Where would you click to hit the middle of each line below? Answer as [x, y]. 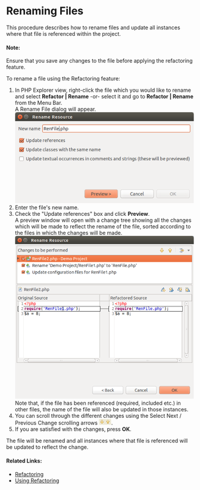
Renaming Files [45, 11]
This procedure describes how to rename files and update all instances [93, 27]
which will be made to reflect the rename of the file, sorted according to [103, 226]
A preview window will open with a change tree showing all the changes [103, 220]
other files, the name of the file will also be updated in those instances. [101, 410]
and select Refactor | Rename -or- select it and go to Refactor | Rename [104, 97]
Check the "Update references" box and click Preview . [82, 213]
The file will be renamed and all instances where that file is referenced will [97, 441]
